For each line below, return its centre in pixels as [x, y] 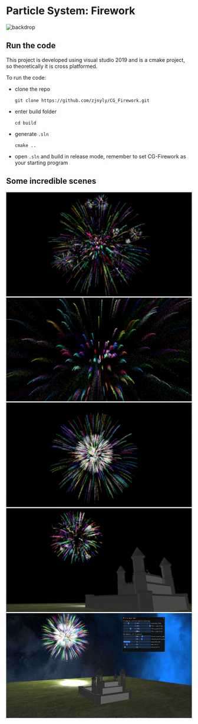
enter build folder [36, 111]
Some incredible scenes [51, 181]
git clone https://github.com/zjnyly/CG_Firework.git [82, 100]
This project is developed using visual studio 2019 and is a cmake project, [96, 59]
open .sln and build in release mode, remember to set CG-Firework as [100, 156]
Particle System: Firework [71, 11]
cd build [25, 123]
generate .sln [32, 134]
